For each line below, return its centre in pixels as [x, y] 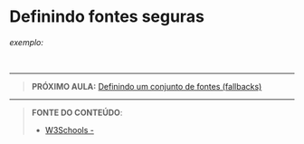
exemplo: [26, 42]
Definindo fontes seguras [107, 17]
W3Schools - [70, 130]
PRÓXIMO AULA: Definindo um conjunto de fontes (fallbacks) [147, 87]
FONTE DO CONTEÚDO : [77, 113]
